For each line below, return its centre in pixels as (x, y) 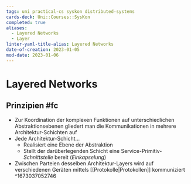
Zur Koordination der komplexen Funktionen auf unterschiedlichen (94, 120)
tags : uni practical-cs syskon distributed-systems (70, 11)
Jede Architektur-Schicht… (47, 138)
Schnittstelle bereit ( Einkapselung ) (65, 157)
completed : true (26, 22)
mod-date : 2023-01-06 (33, 55)
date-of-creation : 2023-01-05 (43, 50)
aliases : (17, 28)
